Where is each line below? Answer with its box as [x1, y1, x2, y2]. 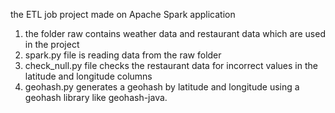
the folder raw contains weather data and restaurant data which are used [24, 28, 326, 39]
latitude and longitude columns [24, 70, 153, 82]
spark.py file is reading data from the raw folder [24, 49, 222, 61]
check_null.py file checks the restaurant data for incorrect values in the [24, 60, 318, 71]
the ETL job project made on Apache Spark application [10, 9, 236, 20]
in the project [24, 39, 80, 50]
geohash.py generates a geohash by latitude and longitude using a [24, 81, 300, 93]
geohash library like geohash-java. [24, 92, 168, 103]
